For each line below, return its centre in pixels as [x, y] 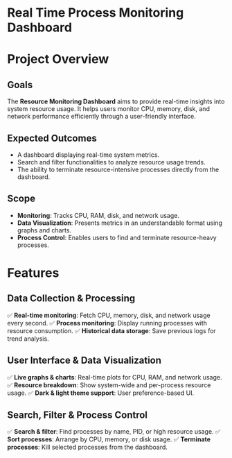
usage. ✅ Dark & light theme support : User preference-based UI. [101, 393]
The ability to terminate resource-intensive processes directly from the [118, 169]
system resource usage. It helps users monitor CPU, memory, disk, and [108, 109]
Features [33, 273]
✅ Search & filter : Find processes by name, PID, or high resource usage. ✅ [114, 432]
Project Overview [58, 59]
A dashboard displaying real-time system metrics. [88, 155]
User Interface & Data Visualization [84, 361]
